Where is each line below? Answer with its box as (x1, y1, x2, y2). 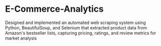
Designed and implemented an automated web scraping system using (5, 20, 146, 25)
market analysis (5, 35, 37, 41)
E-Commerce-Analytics (5, 3, 104, 15)
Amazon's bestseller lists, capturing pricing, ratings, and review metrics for (5, 30, 157, 36)
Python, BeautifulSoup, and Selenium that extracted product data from (5, 24, 147, 30)
